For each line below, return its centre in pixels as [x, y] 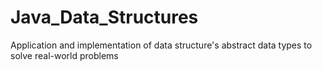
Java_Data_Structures [104, 17]
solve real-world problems [64, 55]
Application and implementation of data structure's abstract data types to [161, 45]
